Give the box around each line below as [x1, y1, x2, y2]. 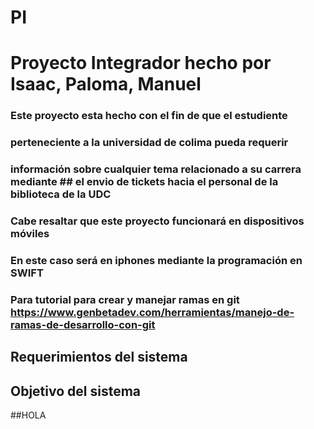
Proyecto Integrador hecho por [10, 52, 272, 75]
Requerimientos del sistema [10, 349, 188, 366]
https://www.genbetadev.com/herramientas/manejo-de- [10, 305, 295, 319]
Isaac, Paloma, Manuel [10, 73, 202, 96]
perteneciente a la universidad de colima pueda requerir [10, 136, 289, 150]
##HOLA [10, 409, 47, 421]
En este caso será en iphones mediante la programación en [10, 253, 303, 267]
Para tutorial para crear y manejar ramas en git [10, 292, 240, 306]
